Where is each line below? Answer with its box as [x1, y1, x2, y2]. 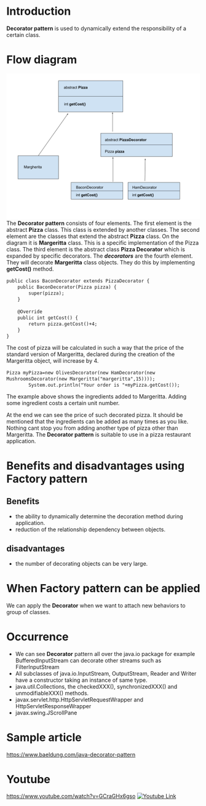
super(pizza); [28, 290, 65, 296]
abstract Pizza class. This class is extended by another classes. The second [6, 226, 200, 233]
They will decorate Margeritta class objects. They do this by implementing [6, 258, 196, 266]
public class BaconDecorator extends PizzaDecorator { [6, 278, 150, 284]
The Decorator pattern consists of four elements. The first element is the [6, 219, 192, 227]
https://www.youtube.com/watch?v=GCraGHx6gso [6, 792, 136, 800]
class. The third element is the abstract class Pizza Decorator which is [6, 245, 186, 253]
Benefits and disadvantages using [6, 459, 185, 473]
